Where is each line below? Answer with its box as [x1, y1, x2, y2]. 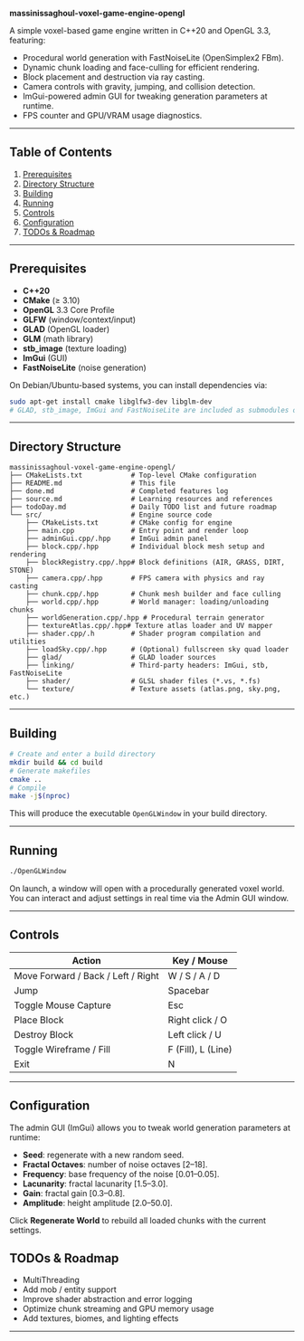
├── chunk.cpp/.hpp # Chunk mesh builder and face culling [25, 590, 281, 599]
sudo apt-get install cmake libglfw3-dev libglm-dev [9, 397, 213, 406]
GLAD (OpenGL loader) [22, 323, 110, 334]
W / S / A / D [167, 969, 221, 982]
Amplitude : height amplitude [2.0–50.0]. [22, 1197, 174, 1208]
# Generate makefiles [9, 766, 91, 775]
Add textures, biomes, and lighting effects [22, 1313, 179, 1324]
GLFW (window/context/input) [22, 314, 137, 325]
